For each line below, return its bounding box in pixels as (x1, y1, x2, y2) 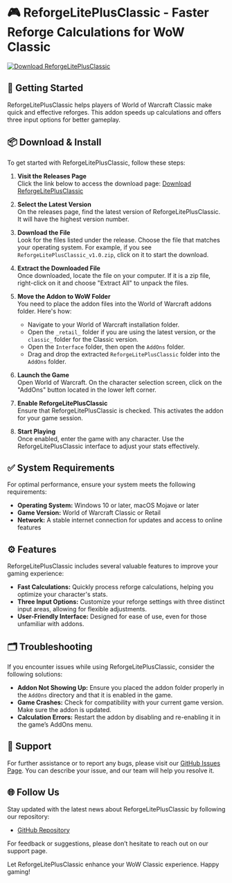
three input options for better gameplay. (7, 115, 121, 124)
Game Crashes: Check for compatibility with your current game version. (17, 698, 224, 707)
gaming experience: (7, 570, 64, 578)
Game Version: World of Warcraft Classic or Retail (17, 509, 161, 517)
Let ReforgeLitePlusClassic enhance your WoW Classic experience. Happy (7, 860, 220, 868)
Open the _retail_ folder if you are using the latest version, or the (27, 327, 216, 336)
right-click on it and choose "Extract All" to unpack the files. (17, 279, 189, 287)
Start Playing (17, 427, 56, 436)
